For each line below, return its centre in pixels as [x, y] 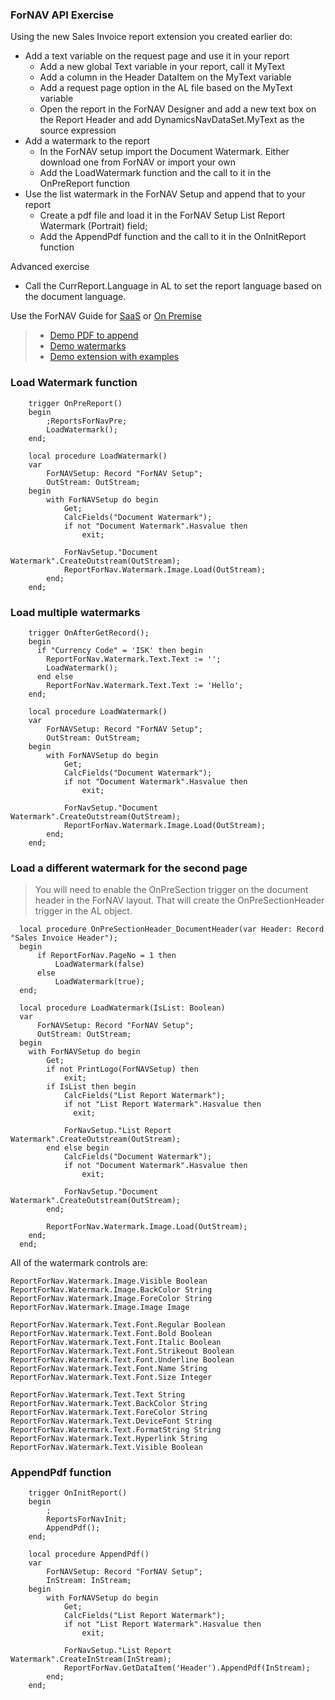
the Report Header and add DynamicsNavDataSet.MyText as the [172, 120]
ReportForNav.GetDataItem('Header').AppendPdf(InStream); [187, 1668]
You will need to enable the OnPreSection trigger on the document [171, 890]
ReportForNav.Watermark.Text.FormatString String [116, 1430]
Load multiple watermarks [75, 612]
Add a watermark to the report [87, 141]
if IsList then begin [91, 1087]
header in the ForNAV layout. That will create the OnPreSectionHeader [179, 900]
